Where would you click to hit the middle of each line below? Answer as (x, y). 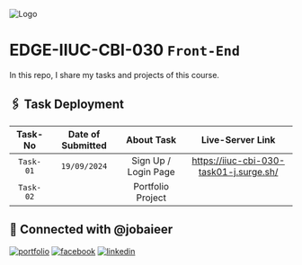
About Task (151, 139)
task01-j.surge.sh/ (238, 172)
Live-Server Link (238, 139)
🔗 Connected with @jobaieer (91, 230)
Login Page (151, 172)
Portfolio (151, 186)
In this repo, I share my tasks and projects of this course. (115, 75)
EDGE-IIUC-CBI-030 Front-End (124, 50)
